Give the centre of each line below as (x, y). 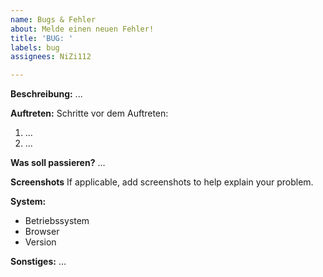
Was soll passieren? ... (58, 163)
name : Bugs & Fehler (53, 19)
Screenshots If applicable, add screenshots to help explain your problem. (162, 182)
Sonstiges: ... (38, 262)
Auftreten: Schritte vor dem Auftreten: (89, 113)
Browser (42, 232)
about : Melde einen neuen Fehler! (82, 29)
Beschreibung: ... (46, 94)
